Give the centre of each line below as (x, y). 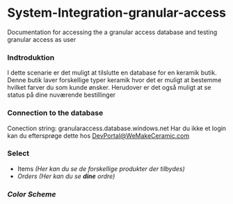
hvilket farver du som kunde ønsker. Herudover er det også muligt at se (109, 88)
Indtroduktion (31, 57)
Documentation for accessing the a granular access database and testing (112, 32)
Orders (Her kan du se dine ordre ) (66, 176)
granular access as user (42, 39)
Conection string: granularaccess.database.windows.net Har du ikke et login (117, 128)
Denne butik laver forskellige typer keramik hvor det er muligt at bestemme (114, 80)
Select (18, 153)
